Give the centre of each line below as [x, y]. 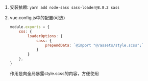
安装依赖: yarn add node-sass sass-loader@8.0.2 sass [65, 7]
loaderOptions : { [45, 36]
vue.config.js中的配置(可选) [37, 18]
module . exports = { [30, 27]
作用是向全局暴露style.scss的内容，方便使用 [54, 73]
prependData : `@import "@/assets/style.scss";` [94, 45]
